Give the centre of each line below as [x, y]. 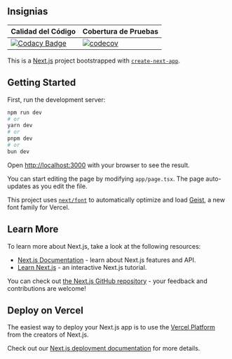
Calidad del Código [43, 31]
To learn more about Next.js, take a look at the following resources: [104, 246]
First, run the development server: [56, 99]
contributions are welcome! [47, 288]
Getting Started [42, 83]
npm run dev [25, 112]
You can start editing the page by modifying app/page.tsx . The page [106, 178]
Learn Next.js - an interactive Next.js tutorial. [82, 267]
